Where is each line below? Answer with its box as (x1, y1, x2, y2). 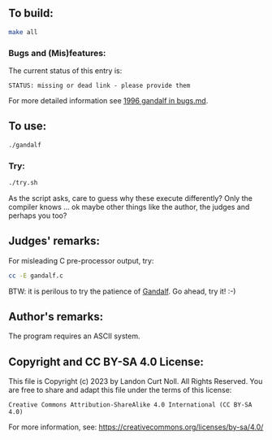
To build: (8, 7, 54, 20)
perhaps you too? (8, 211, 67, 220)
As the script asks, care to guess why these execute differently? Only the (8, 193, 253, 203)
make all (8, 28, 38, 36)
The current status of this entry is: (8, 65, 123, 76)
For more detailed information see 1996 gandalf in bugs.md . (8, 95, 209, 105)
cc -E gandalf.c (8, 272, 63, 280)
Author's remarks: (8, 309, 104, 324)
